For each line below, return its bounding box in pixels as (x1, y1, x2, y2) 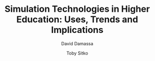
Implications (51, 25, 104, 35)
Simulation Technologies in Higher (4, 3, 150, 15)
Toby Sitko (66, 50, 88, 56)
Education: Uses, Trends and (16, 14, 139, 25)
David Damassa (61, 40, 94, 46)
